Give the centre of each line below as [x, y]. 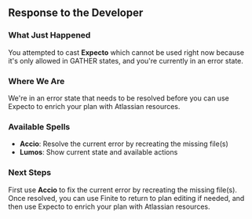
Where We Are [37, 81]
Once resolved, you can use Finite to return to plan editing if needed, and [126, 198]
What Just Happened [49, 35]
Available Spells [39, 126]
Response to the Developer [76, 13]
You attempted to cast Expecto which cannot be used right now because [126, 52]
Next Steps [30, 173]
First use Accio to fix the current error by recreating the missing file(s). [123, 190]
